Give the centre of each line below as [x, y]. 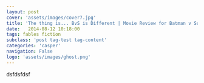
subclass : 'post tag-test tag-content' [57, 40]
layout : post [23, 12]
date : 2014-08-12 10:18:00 [43, 29]
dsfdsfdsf [18, 74]
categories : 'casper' [34, 46]
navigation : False [29, 51]
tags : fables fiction [34, 35]
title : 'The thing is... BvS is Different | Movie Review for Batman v [99, 23]
